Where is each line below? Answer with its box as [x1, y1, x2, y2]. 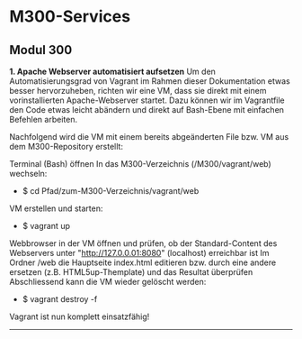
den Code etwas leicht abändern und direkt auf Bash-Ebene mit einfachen [9, 105, 285, 115]
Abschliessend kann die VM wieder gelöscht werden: [9, 277, 207, 287]
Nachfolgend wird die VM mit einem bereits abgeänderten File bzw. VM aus [9, 132, 289, 142]
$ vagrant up [22, 221, 70, 231]
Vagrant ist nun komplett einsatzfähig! [9, 311, 150, 322]
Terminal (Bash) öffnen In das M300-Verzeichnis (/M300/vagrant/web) [9, 159, 271, 169]
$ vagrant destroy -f [22, 294, 98, 304]
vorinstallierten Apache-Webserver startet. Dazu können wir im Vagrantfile [9, 95, 285, 105]
